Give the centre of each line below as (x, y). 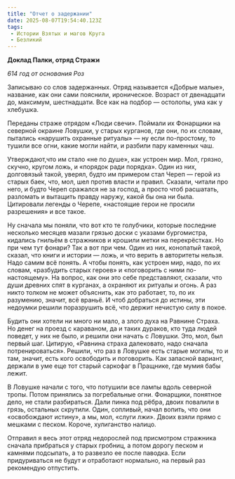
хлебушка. (23, 110)
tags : (15, 27)
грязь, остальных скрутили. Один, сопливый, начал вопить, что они (109, 409)
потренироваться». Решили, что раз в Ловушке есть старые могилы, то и (118, 351)
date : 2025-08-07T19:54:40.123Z (54, 20)
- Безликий (26, 40)
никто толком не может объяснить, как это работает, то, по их (101, 293)
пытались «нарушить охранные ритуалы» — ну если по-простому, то (112, 139)
